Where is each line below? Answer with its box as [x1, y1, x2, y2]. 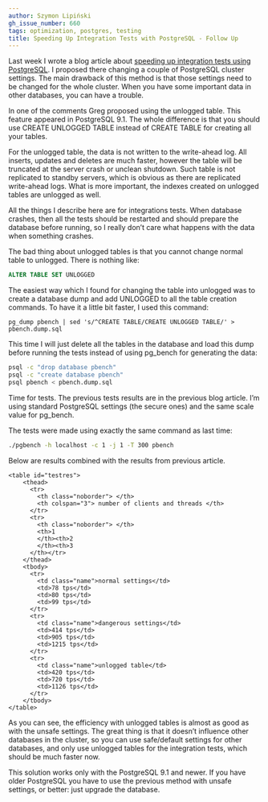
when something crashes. [8, 231, 94, 241]
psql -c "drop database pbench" [8, 364, 116, 372]
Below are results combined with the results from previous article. [8, 455, 226, 465]
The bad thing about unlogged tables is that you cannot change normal [8, 247, 243, 257]
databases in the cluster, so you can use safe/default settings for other [8, 734, 242, 744]
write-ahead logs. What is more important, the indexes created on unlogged [8, 182, 259, 191]
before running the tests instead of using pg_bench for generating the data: [8, 348, 258, 358]
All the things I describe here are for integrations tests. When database [8, 206, 242, 216]
